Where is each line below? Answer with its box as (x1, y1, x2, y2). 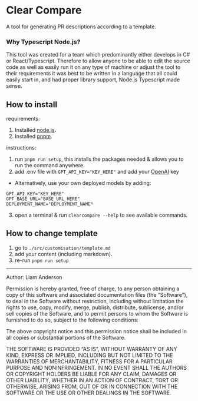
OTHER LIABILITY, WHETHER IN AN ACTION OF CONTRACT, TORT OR (6, 376, 178, 383)
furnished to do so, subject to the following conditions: (6, 316, 138, 323)
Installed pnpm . (14, 133, 52, 140)
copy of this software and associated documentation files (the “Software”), (6, 291, 188, 298)
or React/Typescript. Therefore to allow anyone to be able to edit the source (6, 57, 190, 65)
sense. (6, 82, 22, 90)
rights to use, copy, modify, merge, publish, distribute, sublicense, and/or (6, 304, 184, 311)
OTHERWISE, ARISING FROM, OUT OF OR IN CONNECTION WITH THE (6, 383, 178, 390)
